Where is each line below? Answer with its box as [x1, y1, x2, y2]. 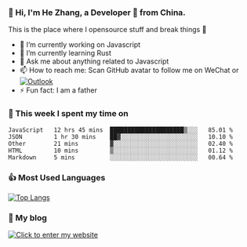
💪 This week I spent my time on [8, 108, 129, 119]
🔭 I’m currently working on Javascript [19, 40, 141, 49]
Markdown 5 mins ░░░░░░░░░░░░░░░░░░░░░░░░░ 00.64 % [8, 153, 234, 162]
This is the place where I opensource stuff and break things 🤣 [8, 25, 207, 35]
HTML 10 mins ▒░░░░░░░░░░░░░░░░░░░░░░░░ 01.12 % [8, 147, 234, 154]
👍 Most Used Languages [8, 172, 106, 183]
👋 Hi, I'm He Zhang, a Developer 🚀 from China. [8, 7, 186, 18]
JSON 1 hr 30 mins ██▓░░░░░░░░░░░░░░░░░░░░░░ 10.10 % [8, 133, 234, 140]
